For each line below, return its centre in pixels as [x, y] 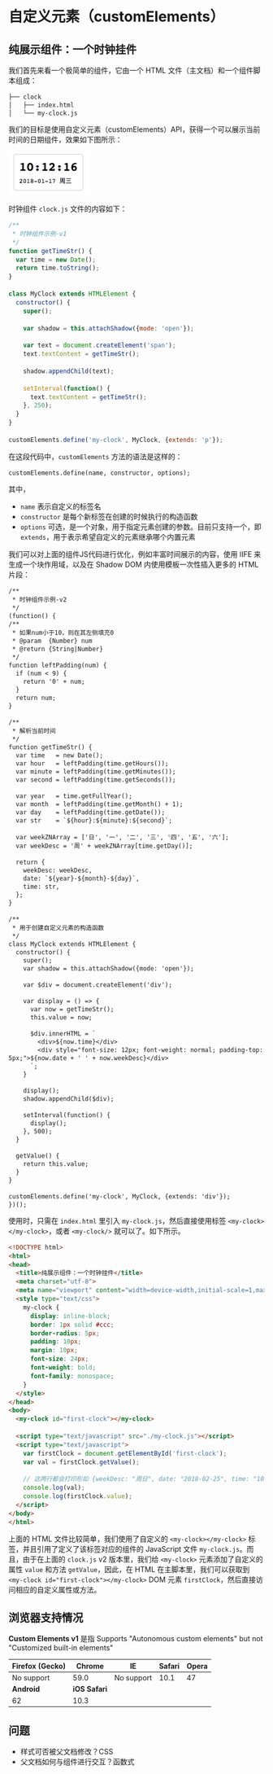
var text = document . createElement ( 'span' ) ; [100, 346]
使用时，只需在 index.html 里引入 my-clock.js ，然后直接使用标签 [117, 1220]
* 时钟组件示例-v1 [39, 234]
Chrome [90, 1666]
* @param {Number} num [52, 641]
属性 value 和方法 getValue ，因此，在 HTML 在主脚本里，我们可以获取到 [129, 1569]
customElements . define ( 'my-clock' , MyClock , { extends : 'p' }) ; [116, 440]
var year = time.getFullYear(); [74, 796]
